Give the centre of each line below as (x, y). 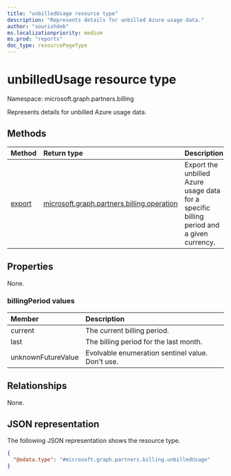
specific (198, 207)
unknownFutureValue (45, 357)
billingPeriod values (41, 301)
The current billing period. (128, 330)
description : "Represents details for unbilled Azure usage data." (106, 20)
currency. (200, 242)
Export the (201, 165)
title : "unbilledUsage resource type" (63, 13)
